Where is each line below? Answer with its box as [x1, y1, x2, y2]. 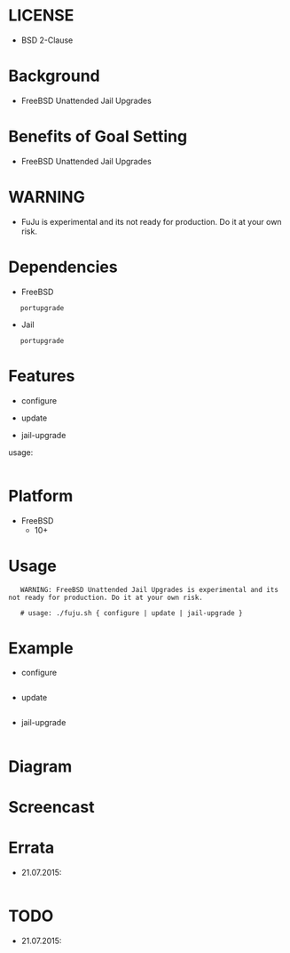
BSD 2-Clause [20, 35, 74, 45]
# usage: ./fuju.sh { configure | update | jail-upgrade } [20, 608, 243, 618]
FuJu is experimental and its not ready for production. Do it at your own [20, 216, 282, 227]
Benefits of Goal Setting [8, 126, 188, 147]
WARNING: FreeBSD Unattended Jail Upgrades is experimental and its [20, 585, 278, 594]
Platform [8, 485, 74, 506]
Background [8, 66, 100, 86]
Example [8, 637, 74, 658]
